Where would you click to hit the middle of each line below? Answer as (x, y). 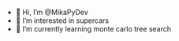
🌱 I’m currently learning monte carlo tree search (93, 29)
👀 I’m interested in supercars (62, 20)
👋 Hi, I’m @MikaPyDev (52, 12)
